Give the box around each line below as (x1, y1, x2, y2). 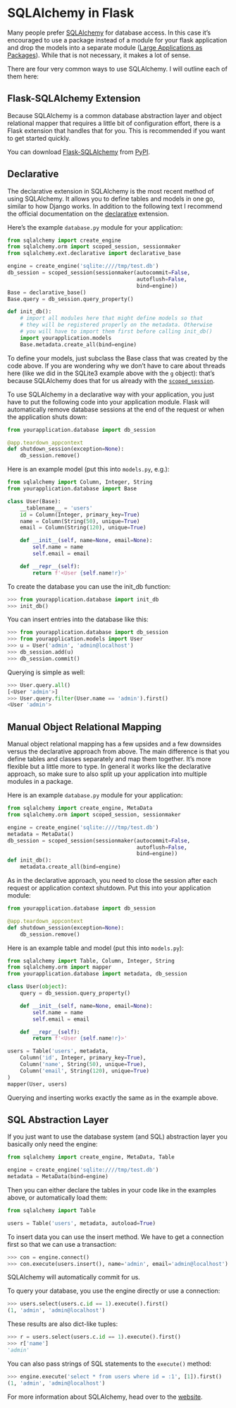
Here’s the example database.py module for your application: (7, 223, 183, 231)
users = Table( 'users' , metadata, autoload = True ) (7, 1219, 156, 1227)
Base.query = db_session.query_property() (7, 295, 134, 303)
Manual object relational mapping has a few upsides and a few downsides (7, 740, 222, 749)
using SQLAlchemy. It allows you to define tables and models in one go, (7, 194, 216, 203)
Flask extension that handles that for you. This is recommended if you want (7, 126, 225, 135)
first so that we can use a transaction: (7, 1240, 117, 1248)
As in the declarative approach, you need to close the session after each (7, 876, 218, 884)
